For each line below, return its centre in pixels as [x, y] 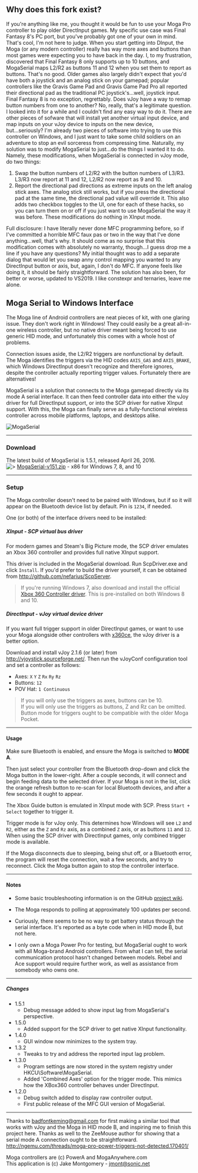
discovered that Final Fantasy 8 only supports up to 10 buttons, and [88, 61]
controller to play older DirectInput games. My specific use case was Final [96, 30]
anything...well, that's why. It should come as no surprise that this [86, 240]
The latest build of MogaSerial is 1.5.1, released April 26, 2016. [81, 460]
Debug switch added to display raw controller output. [88, 1098]
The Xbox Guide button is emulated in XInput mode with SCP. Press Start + [98, 805]
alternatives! [21, 379]
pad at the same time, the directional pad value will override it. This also [102, 198]
